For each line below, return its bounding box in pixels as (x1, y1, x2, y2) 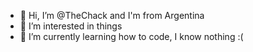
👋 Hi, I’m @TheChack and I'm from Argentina (19, 10, 205, 21)
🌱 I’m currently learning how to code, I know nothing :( (19, 31, 244, 42)
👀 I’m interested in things (19, 20, 123, 32)
